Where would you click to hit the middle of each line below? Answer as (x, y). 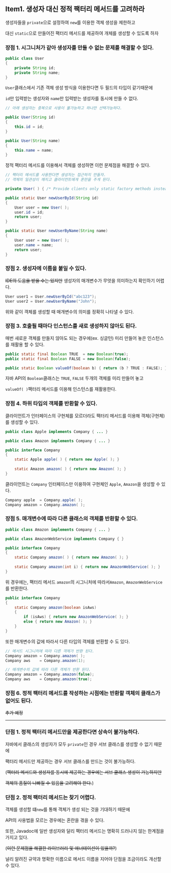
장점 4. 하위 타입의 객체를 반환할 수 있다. (51, 403)
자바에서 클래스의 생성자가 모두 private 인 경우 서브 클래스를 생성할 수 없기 (79, 744)
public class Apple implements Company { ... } (57, 431)
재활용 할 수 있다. (27, 344)
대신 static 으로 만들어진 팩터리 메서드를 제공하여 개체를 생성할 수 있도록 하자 (82, 33)
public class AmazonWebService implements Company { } (65, 539)
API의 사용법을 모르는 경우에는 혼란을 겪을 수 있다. (55, 820)
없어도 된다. (19, 701)
